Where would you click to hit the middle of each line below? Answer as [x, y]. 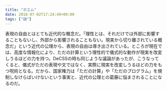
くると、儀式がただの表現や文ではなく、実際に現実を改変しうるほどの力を [82, 65]
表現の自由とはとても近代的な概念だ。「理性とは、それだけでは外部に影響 [80, 34]
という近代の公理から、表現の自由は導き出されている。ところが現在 [88, 46]
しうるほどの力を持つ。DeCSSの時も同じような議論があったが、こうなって [82, 59]
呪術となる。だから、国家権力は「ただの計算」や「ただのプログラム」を [83, 71]
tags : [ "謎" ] [18, 19]
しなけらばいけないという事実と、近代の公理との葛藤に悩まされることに [83, 77]
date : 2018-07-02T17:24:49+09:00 [40, 14]
